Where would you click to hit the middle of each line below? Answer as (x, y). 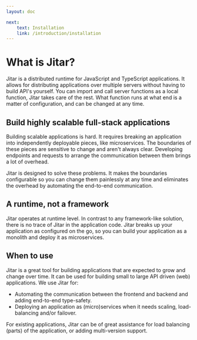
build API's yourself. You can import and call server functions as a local (92, 91)
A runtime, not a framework (58, 204)
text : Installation (41, 28)
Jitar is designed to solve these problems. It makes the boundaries (87, 173)
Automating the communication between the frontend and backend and (101, 294)
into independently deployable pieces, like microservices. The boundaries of (99, 143)
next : (13, 22)
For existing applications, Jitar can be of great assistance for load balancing (98, 324)
